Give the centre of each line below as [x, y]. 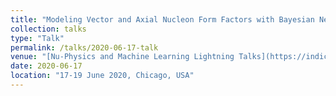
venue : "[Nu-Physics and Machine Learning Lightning [122, 57]
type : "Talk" [37, 38]
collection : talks [48, 29]
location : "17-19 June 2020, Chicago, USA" [102, 76]
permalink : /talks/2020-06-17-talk [84, 47]
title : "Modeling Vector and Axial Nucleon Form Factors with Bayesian [162, 19]
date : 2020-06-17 [46, 66]
